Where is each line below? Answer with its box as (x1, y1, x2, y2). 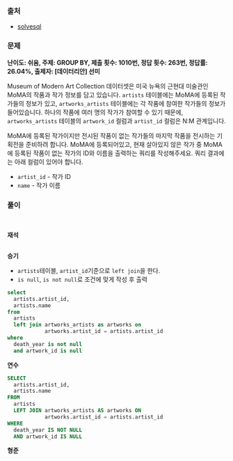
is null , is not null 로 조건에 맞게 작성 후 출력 (17, 275, 148, 283)
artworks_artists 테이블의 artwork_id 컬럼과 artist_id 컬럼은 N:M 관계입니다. (7, 116, 226, 125)
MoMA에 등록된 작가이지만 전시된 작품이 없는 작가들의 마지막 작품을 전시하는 (7, 131, 216, 140)
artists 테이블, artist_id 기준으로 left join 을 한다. (17, 266, 161, 274)
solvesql (17, 22, 42, 31)
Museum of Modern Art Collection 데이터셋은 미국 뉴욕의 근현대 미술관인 (7, 81, 209, 90)
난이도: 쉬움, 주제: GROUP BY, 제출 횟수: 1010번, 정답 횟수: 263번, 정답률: (7, 58, 208, 67)
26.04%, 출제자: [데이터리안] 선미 (7, 67, 101, 75)
